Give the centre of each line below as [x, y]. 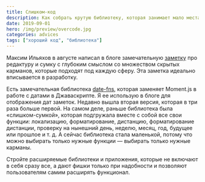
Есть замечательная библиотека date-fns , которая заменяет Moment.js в [102, 89]
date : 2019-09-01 [28, 23]
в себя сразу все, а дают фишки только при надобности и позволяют [97, 166]
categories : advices [33, 35]
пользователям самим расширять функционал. [68, 172]
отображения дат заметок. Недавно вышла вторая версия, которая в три [102, 102]
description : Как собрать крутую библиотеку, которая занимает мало [95, 18]
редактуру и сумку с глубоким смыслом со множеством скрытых [93, 64]
